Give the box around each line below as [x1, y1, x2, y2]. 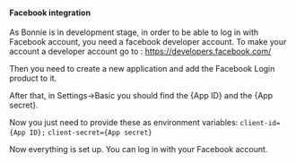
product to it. [9, 73, 57, 84]
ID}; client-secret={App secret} [29, 128, 152, 138]
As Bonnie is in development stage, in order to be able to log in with [9, 27, 259, 38]
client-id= [239, 119, 281, 128]
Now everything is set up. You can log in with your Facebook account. [9, 144, 268, 155]
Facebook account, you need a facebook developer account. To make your [9, 37, 287, 47]
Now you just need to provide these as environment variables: [9, 117, 239, 128]
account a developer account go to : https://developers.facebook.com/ [9, 46, 272, 57]
